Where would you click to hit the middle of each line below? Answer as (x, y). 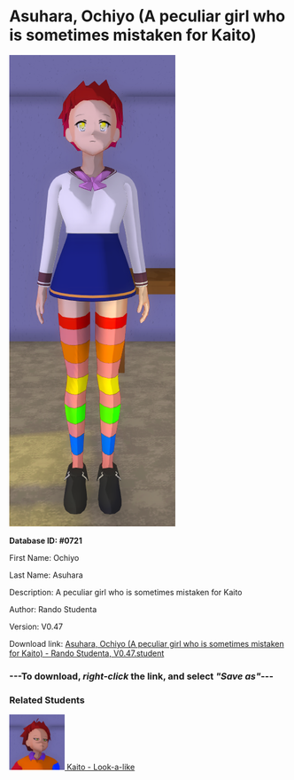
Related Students (47, 700)
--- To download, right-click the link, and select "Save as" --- (142, 676)
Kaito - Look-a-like (101, 767)
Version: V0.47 (36, 626)
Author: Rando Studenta (53, 609)
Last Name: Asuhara (46, 575)
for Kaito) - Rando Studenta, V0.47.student (87, 653)
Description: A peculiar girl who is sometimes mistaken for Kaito (126, 592)
